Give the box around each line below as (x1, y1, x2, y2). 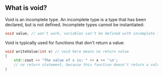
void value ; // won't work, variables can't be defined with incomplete (5, 31, 155, 36)
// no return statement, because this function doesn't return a (14, 63, 149, 67)
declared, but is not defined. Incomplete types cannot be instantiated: (5, 22, 145, 27)
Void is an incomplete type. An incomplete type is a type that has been (5, 16, 147, 22)
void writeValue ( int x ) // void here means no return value (5, 49, 130, 54)
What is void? (5, 4, 47, 12)
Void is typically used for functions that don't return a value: (5, 39, 125, 45)
